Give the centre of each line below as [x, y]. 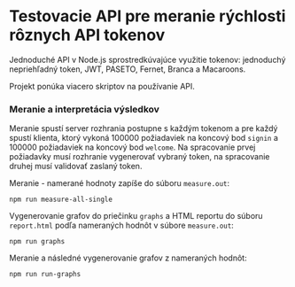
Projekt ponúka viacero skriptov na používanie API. [102, 86]
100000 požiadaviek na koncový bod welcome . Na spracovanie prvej [132, 147]
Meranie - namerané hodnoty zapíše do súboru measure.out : [120, 183]
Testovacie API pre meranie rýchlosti [147, 16]
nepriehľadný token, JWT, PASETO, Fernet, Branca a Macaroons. [128, 69]
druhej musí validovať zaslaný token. [76, 167]
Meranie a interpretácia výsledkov [84, 109]
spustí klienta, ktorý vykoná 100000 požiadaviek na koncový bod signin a [144, 138]
